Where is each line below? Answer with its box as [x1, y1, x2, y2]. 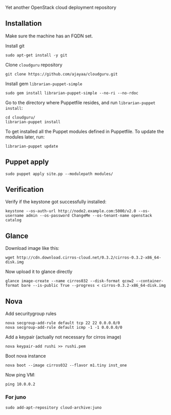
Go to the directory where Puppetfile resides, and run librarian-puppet [5, 100, 156, 106]
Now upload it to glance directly [5, 269, 73, 275]
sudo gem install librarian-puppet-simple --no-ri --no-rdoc [5, 90, 139, 95]
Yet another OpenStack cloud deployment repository [5, 5, 117, 10]
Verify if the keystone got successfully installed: [5, 199, 106, 205]
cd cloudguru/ [5, 115, 36, 120]
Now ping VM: [5, 372, 36, 378]
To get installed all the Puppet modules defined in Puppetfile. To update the [5, 128, 164, 134]
